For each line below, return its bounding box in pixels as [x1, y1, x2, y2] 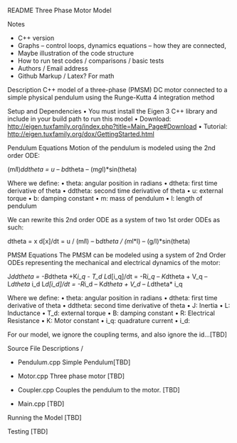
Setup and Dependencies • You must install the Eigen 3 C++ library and [7, 107, 218, 115]
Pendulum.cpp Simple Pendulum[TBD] [17, 358, 131, 367]
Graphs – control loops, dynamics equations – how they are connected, [17, 41, 226, 49]
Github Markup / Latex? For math [17, 71, 115, 80]
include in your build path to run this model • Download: [7, 114, 172, 123]
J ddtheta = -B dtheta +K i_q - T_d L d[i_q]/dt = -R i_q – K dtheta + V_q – [7, 272, 208, 281]
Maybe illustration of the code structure [17, 49, 134, 57]
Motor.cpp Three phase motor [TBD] [17, 372, 125, 380]
